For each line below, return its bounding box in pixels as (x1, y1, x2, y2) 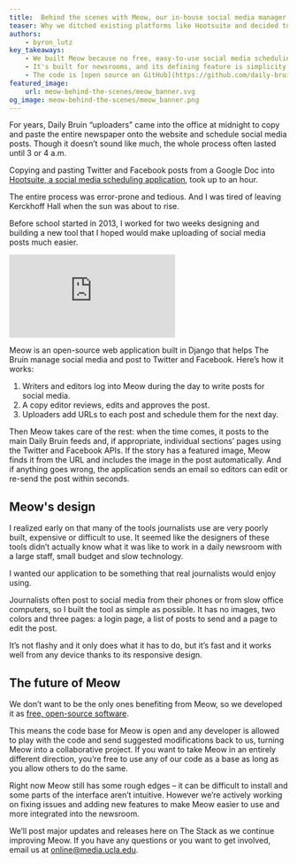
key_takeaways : (9, 46, 65, 55)
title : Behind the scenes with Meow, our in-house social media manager (9, 12, 287, 22)
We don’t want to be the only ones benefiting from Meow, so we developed (9, 699, 283, 709)
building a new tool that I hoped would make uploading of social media (9, 228, 267, 238)
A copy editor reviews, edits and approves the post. (21, 400, 210, 410)
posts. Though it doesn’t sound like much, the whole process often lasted (9, 138, 277, 149)
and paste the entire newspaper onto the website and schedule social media (9, 129, 287, 140)
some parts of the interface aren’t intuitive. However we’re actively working (9, 790, 283, 800)
